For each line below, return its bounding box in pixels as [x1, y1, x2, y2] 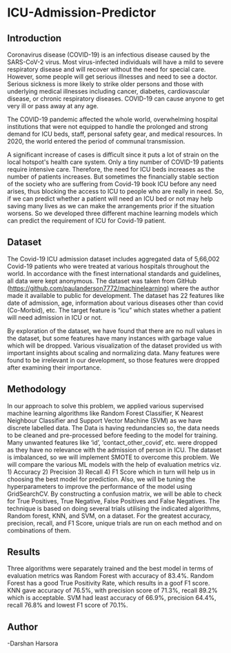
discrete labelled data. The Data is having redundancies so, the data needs [7, 423, 220, 432]
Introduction [7, 32, 62, 44]
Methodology [7, 383, 67, 395]
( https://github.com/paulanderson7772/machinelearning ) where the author [7, 284, 219, 292]
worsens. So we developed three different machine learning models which [7, 209, 219, 217]
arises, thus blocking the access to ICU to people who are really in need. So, [7, 188, 224, 195]
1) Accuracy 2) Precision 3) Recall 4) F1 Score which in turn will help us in [7, 468, 216, 476]
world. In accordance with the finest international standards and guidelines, [7, 269, 222, 277]
